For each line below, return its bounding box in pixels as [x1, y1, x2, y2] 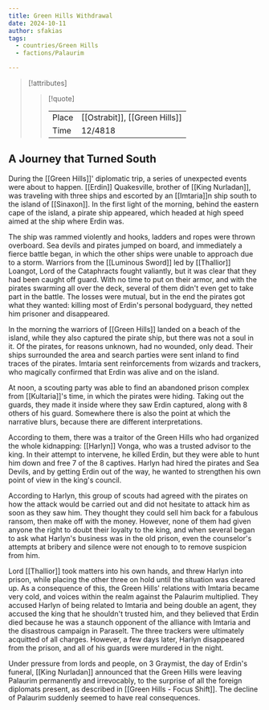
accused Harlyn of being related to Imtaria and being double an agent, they [8, 600, 257, 609]
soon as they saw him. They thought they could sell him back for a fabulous [8, 507, 259, 517]
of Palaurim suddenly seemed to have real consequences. [8, 692, 201, 702]
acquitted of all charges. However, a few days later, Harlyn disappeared [8, 634, 245, 644]
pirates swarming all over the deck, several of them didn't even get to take [8, 283, 255, 293]
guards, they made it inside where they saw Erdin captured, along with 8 [8, 400, 247, 409]
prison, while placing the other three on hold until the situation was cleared [8, 574, 255, 584]
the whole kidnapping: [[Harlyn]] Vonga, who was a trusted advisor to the [8, 441, 251, 450]
